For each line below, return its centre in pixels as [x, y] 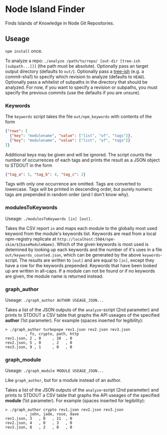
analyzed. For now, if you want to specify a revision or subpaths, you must [82, 87]
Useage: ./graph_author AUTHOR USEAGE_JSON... [55, 300]
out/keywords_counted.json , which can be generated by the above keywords [83, 255]
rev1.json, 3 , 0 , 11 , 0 [39, 419]
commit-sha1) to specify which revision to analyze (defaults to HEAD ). [75, 77]
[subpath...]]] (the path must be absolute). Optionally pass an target [77, 66]
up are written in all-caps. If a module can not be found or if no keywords [80, 271]
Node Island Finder [45, 9]
